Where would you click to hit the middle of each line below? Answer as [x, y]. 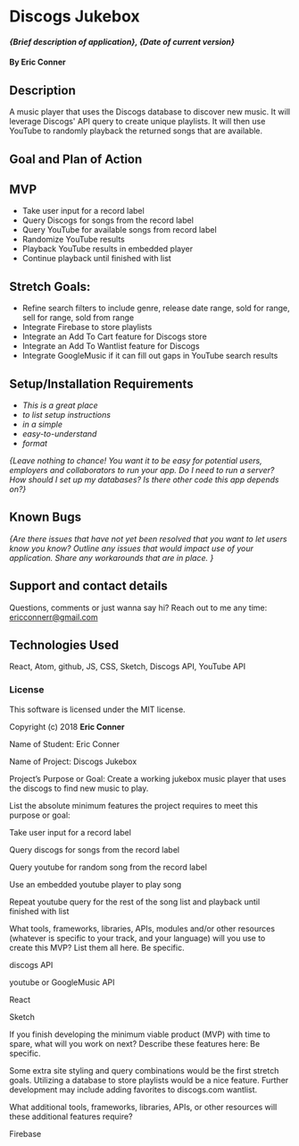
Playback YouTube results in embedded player [108, 249]
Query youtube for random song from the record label [108, 867]
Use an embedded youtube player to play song [96, 884]
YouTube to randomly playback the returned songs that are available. [136, 131]
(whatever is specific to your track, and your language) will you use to [137, 938]
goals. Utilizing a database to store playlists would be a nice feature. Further [149, 1080]
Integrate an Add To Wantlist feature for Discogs [111, 346]
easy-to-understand [59, 434]
